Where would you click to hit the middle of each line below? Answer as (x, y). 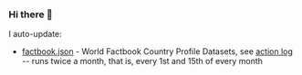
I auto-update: (36, 34)
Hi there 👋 (31, 14)
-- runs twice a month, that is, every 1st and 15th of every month (142, 61)
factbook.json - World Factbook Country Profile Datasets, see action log (157, 52)
